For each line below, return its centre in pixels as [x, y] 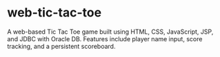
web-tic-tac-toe [54, 13]
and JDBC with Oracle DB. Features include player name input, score [105, 38]
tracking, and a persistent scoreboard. [61, 46]
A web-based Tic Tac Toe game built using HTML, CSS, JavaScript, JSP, [110, 32]
